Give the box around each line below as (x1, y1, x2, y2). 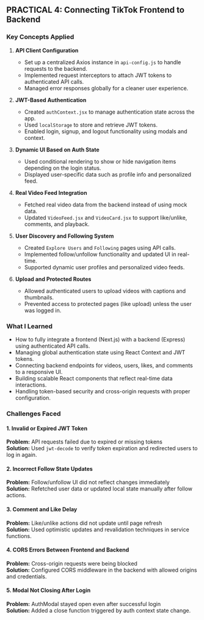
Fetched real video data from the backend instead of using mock (24, 201, 188, 208)
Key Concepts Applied (6, 33, 75, 42)
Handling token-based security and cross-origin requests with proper (15, 387, 191, 395)
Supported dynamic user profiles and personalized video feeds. (24, 263, 185, 271)
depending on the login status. (24, 164, 101, 172)
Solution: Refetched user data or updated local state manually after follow (6, 485, 192, 492)
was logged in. (24, 307, 62, 314)
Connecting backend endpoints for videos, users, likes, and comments (15, 362, 194, 369)
